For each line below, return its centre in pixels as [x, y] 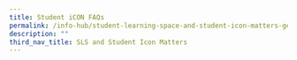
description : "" [39, 34]
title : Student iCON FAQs [57, 17]
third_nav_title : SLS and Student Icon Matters [99, 42]
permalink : [29, 26]
